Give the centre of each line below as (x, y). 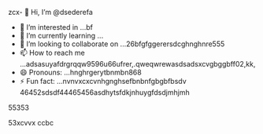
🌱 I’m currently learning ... (61, 36)
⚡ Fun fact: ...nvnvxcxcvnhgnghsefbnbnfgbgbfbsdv (103, 81)
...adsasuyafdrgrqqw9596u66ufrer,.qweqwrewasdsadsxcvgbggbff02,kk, (137, 64)
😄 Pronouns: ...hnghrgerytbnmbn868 (80, 72)
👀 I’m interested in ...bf (56, 27)
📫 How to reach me (52, 53)
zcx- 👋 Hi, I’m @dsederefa (50, 12)
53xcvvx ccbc (31, 123)
